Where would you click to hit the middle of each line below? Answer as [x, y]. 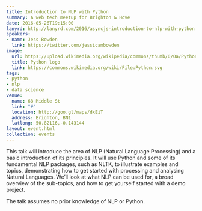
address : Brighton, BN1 [41, 117]
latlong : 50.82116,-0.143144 [48, 123]
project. [16, 189]
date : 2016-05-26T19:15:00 [40, 23]
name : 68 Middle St [36, 101]
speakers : [19, 34]
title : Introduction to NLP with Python [58, 12]
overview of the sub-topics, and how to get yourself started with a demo [96, 183]
